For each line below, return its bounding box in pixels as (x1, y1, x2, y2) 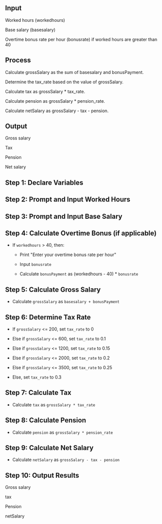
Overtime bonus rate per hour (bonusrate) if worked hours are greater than (5, 36, 158, 42)
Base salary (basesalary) (5, 27, 56, 33)
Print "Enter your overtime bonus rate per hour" (19, 252, 117, 258)
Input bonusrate (19, 262, 52, 267)
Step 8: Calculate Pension (5, 416, 86, 425)
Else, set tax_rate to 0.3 (12, 374, 62, 380)
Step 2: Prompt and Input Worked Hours (5, 196, 131, 204)
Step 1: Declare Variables (5, 178, 83, 187)
